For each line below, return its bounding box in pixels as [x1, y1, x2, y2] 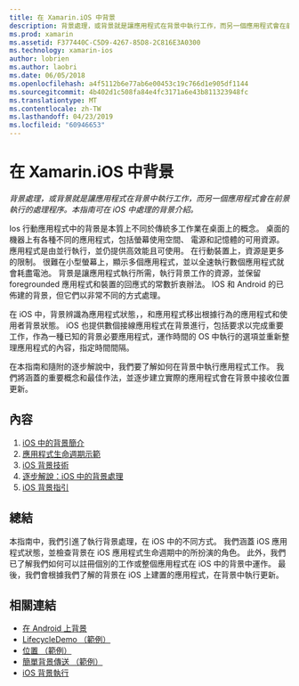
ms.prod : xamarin [9, 29, 74, 38]
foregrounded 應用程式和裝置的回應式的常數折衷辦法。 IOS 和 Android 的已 [9, 278, 285, 290]
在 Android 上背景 [21, 623, 87, 633]
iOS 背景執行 [21, 667, 69, 678]
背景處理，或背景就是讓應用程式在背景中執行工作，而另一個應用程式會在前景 [9, 192, 290, 203]
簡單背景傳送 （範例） [21, 657, 103, 667]
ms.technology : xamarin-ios [9, 46, 114, 55]
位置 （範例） [21, 645, 72, 656]
